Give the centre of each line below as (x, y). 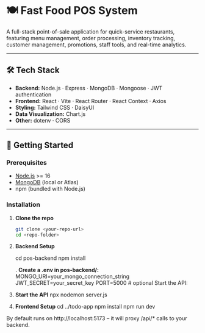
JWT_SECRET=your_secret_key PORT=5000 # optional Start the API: (101, 283)
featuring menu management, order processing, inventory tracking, (91, 38)
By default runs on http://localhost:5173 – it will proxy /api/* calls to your (97, 318)
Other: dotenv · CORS (43, 120)
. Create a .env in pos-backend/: (57, 270)
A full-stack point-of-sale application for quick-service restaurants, (91, 31)
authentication (33, 95)
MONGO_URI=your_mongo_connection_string (72, 276)
